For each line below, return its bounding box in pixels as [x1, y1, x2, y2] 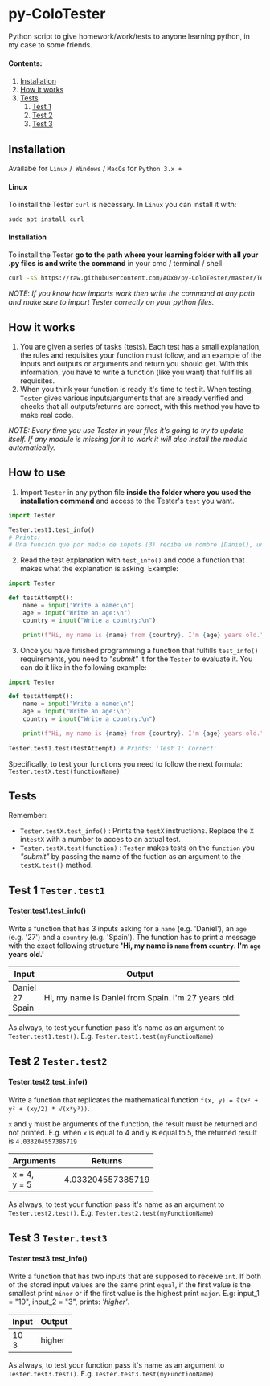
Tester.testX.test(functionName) [8, 767, 121, 775]
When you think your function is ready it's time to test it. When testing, [19, 385, 254, 395]
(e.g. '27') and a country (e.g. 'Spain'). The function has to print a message [8, 933, 256, 942]
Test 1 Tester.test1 [8, 883, 106, 897]
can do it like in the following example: [19, 662, 147, 672]
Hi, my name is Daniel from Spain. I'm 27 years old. [43, 992, 237, 1004]
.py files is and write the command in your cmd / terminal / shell [8, 259, 223, 268]
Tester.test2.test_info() [8, 1077, 88, 1086]
